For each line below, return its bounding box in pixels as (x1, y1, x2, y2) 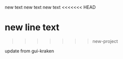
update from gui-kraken (5, 47, 54, 54)
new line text (5, 22, 60, 33)
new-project (92, 38, 118, 44)
